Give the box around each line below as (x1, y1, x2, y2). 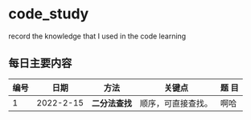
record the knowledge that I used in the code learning (8, 31, 187, 41)
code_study (8, 5, 89, 23)
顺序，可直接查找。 (139, 98, 213, 109)
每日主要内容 (8, 57, 72, 70)
